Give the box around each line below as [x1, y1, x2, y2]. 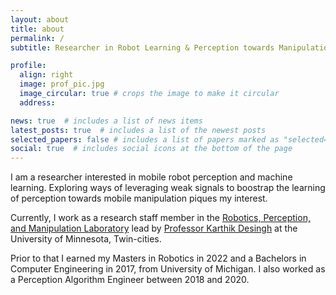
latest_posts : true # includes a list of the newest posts [10, 125, 267, 135]
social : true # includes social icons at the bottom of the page [10, 144, 293, 154]
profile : [10, 61, 47, 71]
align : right [19, 70, 74, 80]
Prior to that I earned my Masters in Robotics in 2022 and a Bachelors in [10, 252, 307, 265]
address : [19, 97, 56, 108]
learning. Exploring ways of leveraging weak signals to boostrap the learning [10, 182, 326, 194]
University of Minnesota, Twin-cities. [10, 233, 162, 245]
